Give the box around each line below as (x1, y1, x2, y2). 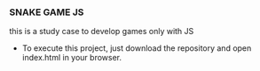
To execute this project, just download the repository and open (21, 43, 252, 53)
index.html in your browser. (21, 53, 122, 63)
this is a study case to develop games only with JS (9, 26, 194, 37)
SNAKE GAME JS (9, 6, 84, 18)
